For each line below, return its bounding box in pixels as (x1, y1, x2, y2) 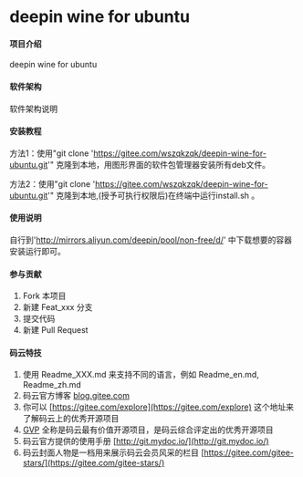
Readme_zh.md (22, 379, 82, 390)
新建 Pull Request (22, 325, 89, 336)
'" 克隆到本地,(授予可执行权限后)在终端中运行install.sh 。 (47, 190, 260, 201)
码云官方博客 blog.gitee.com (22, 390, 131, 401)
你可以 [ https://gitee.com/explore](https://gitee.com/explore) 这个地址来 (22, 401, 295, 412)
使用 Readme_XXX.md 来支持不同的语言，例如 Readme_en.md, (22, 369, 260, 380)
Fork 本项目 (22, 290, 67, 302)
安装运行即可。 (9, 246, 66, 256)
